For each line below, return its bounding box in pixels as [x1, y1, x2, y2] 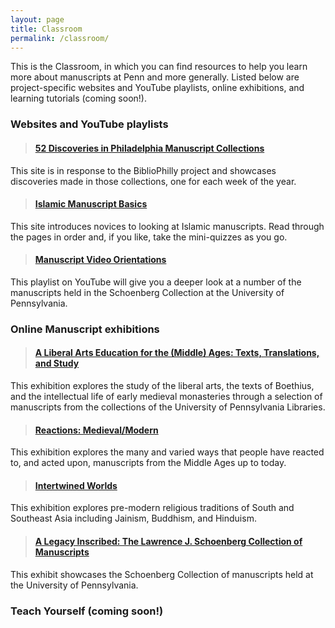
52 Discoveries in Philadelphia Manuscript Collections [34, 142, 265, 154]
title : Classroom [10, 24, 83, 34]
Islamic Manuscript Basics [34, 198, 148, 210]
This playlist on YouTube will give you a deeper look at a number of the [10, 276, 302, 288]
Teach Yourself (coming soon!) [10, 604, 164, 618]
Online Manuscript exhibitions [10, 322, 160, 336]
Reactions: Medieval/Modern [34, 424, 159, 436]
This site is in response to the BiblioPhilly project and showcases [10, 164, 277, 176]
